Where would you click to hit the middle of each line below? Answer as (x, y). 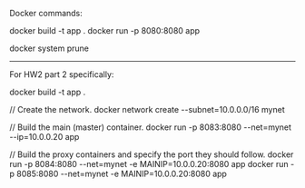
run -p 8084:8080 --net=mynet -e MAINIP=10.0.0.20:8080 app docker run (149, 164)
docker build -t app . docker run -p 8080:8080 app (105, 30)
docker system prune (49, 48)
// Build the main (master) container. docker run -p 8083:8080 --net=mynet (151, 127)
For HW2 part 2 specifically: (62, 74)
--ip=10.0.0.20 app (44, 137)
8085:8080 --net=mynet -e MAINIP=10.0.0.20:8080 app (122, 173)
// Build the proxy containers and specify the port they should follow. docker (152, 154)
